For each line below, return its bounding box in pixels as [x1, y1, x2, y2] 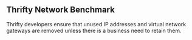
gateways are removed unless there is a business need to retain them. [6, 27, 182, 34]
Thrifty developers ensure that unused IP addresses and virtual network [6, 20, 187, 27]
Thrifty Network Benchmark [6, 5, 115, 15]
